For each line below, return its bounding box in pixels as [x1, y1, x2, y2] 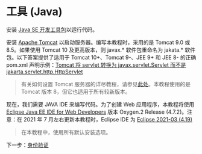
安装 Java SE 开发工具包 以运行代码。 [6, 26, 98, 33]
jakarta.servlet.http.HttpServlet [6, 68, 83, 75]
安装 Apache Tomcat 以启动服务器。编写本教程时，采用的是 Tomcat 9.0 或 [6, 38, 191, 46]
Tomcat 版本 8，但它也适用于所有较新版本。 [21, 88, 131, 95]
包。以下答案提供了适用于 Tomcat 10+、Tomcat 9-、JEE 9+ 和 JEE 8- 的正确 [6, 54, 197, 61]
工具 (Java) [6, 5, 63, 19]
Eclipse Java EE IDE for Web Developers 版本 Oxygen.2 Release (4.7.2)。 [6, 108, 188, 115]
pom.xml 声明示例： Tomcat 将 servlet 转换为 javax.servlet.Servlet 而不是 [6, 61, 186, 69]
